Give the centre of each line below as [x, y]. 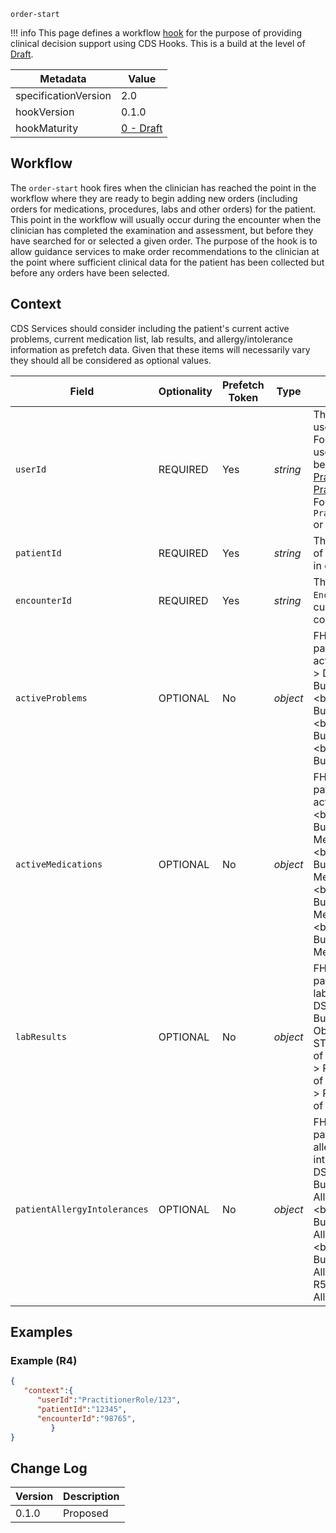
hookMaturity [47, 128]
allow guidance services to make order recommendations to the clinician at [165, 251]
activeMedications [59, 864]
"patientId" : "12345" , [82, 1409]
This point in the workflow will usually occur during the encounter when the [166, 219]
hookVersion [45, 112]
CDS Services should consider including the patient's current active [150, 328]
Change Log [49, 1468]
